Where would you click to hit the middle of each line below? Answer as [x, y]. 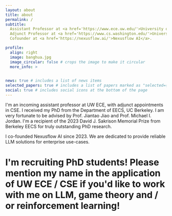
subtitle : [16, 24]
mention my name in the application [83, 173]
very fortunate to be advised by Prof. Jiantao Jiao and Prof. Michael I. [79, 115]
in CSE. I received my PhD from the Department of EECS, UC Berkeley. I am [85, 110]
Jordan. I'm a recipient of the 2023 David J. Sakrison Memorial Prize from [83, 121]
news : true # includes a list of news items [53, 81]
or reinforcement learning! [63, 206]
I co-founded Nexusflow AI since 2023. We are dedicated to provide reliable [85, 136]
